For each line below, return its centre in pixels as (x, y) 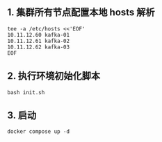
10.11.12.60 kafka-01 (39, 35)
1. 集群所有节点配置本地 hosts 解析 (81, 12)
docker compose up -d (39, 132)
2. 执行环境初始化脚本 (54, 76)
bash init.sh (26, 92)
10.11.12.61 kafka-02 (39, 41)
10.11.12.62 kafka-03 (39, 47)
